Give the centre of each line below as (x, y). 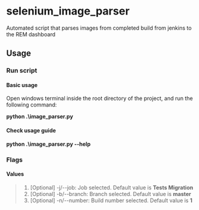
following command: (32, 105)
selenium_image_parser (68, 11)
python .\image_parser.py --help (48, 144)
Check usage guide (31, 131)
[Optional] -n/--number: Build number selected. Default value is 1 (111, 200)
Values (15, 174)
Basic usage (22, 85)
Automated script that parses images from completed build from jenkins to (99, 28)
